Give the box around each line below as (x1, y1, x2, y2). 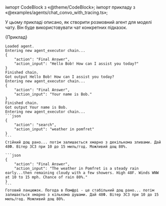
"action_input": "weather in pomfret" (14, 127, 94, 132)
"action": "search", (14, 122, 57, 127)
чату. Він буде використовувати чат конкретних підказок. (5, 24, 128, 30)
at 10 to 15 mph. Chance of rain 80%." (5, 175, 88, 180)
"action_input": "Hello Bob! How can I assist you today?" (14, 61, 139, 66)
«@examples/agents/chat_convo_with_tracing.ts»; (5, 9, 108, 15)
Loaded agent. (5, 44, 35, 49)
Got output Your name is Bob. (5, 105, 68, 110)
